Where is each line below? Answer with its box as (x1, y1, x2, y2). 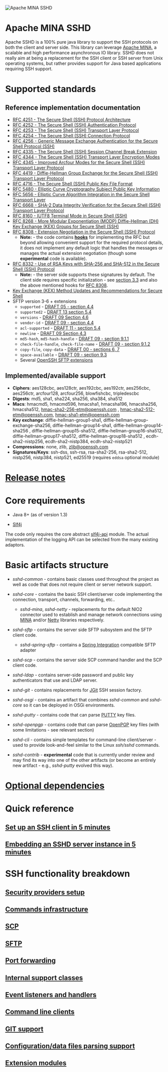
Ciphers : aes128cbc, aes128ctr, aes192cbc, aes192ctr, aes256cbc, (12, 385, 151, 391)
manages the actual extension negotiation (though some (20, 250, 137, 256)
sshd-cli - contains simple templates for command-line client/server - (12, 737, 156, 743)
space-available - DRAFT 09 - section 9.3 (20, 351, 107, 358)
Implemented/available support (5, 372, 106, 380)
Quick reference (5, 803, 74, 815)
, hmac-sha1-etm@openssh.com (52, 411, 120, 417)
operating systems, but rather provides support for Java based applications (5, 60, 161, 66)
